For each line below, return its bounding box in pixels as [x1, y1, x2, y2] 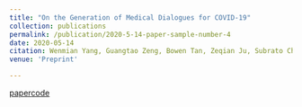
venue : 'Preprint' [9, 55, 78, 64]
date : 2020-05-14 [9, 38, 75, 48]
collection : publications [9, 22, 106, 31]
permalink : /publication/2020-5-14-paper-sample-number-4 [9, 30, 231, 39]
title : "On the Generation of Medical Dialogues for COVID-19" [9, 13, 252, 22]
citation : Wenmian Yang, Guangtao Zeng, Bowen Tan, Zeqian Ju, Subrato [9, 47, 283, 56]
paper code [9, 87, 50, 98]
